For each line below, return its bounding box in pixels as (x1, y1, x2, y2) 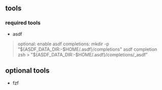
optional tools (5, 66, 50, 75)
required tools (5, 19, 41, 26)
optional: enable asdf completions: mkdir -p (17, 41, 109, 47)
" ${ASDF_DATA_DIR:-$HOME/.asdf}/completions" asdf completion (17, 46, 157, 52)
